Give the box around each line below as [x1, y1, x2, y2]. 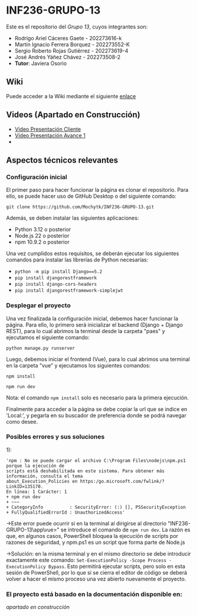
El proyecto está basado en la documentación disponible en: [6, 590, 183, 598]
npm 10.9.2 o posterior [14, 238, 70, 246]
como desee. [6, 418, 38, 425]
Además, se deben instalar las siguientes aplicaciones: [6, 214, 139, 222]
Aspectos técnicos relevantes [6, 155, 119, 165]
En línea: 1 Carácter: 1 [6, 489, 67, 495]
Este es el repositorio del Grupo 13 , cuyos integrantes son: [6, 23, 148, 30]
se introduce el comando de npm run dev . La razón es [61, 526, 191, 533]
